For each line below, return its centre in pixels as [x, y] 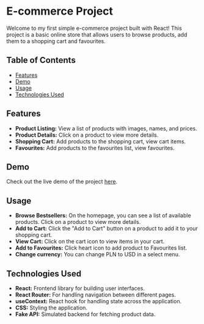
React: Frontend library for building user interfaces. [80, 288]
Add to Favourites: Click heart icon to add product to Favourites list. [101, 248]
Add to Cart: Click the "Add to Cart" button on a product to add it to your [107, 229]
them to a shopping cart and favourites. [56, 41]
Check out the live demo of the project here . [62, 182]
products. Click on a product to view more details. [78, 222]
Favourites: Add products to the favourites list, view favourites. [95, 148]
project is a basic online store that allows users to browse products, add [97, 34]
